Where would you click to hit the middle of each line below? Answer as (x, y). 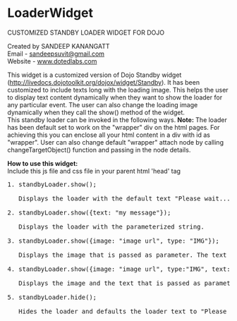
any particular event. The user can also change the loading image (103, 104)
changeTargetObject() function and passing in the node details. (99, 150)
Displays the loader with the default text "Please (110, 198)
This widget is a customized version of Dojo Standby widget (95, 75)
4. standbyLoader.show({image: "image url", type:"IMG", (108, 269)
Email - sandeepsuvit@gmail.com (56, 54)
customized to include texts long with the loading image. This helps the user (118, 90)
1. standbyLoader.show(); (52, 184)
